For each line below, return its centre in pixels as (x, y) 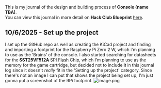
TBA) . (11, 12)
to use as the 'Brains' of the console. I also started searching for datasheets (81, 54)
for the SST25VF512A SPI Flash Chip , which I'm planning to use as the (76, 60)
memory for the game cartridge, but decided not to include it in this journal (80, 65)
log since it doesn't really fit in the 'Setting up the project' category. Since (79, 70)
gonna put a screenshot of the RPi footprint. (49, 80)
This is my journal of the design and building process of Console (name (77, 7)
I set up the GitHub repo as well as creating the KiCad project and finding (78, 44)
